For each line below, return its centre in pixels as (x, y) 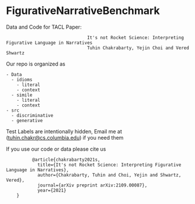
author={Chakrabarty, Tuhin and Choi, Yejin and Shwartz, (109, 175)
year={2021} (52, 190)
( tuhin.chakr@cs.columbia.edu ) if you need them (65, 137)
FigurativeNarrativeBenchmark (83, 11)
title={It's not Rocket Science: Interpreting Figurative (109, 165)
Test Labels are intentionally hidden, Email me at (64, 131)
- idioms (22, 79)
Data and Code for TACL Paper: (44, 27)
